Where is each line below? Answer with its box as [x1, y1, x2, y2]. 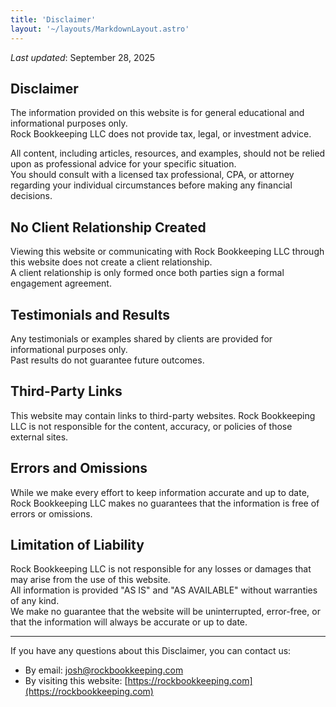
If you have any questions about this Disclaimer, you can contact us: [10, 645, 292, 657]
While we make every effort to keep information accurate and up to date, [10, 486, 310, 498]
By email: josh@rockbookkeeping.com [24, 664, 184, 676]
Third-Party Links [10, 383, 123, 400]
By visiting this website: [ [24, 675, 128, 687]
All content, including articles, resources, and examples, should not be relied [10, 147, 326, 160]
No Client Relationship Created [10, 219, 207, 236]
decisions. [10, 190, 53, 202]
